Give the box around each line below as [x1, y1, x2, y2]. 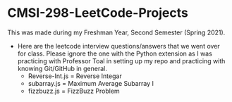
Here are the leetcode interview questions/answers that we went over [17, 42, 220, 50]
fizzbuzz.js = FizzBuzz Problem [28, 87, 120, 95]
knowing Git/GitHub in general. [17, 64, 107, 72]
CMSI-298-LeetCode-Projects [7, 5, 188, 21]
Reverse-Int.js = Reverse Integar [28, 72, 122, 80]
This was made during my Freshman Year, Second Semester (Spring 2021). [7, 28, 226, 37]
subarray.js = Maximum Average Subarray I [28, 79, 154, 87]
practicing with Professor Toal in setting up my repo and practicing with [17, 56, 226, 65]
